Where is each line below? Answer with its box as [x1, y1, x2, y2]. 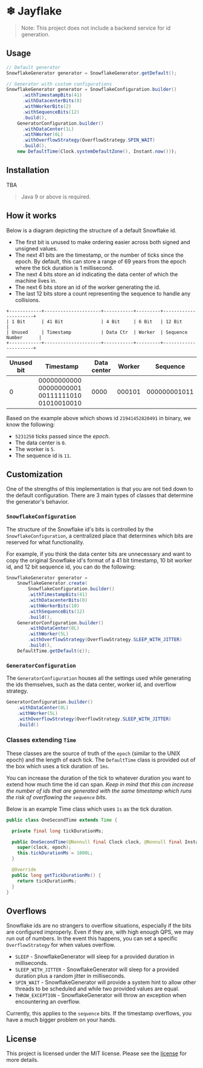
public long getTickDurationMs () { [11, 872, 101, 878]
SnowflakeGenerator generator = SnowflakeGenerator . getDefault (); [6, 70, 177, 76]
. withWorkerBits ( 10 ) [28, 602, 80, 609]
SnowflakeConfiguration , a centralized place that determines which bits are [6, 532, 193, 539]
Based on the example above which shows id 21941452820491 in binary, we [6, 414, 192, 421]
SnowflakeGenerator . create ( [17, 580, 88, 587]
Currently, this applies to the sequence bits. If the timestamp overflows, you [6, 1010, 192, 1017]
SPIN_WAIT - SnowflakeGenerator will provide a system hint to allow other [14, 979, 196, 986]
